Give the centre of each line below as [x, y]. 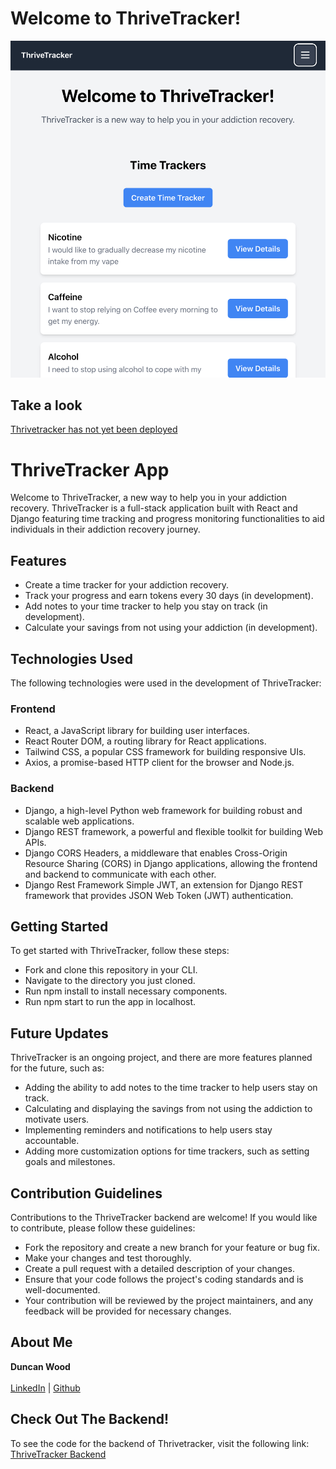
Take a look [46, 405]
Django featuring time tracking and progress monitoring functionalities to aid [167, 519]
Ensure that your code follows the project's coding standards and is [164, 1279]
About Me [41, 1342]
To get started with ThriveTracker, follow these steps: [120, 951]
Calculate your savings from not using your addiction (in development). [171, 628]
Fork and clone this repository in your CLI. [111, 970]
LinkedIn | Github [45, 1388]
